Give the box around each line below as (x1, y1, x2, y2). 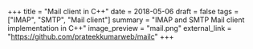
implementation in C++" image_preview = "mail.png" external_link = (7, 24, 232, 32)
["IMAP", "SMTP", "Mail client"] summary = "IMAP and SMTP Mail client (7, 15, 245, 24)
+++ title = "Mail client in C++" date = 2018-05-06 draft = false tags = (7, 7, 239, 16)
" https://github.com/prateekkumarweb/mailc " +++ (7, 32, 174, 41)
